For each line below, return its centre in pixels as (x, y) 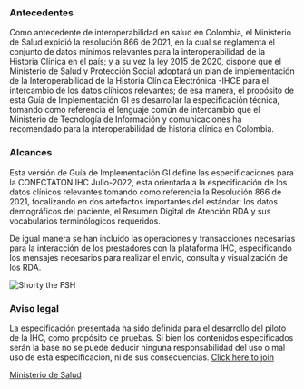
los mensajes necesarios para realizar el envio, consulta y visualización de (149, 257)
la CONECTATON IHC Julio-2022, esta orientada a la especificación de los (148, 182)
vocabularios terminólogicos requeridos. (85, 221)
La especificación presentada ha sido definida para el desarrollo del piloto (148, 328)
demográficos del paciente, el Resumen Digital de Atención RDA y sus (140, 211)
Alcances (31, 153)
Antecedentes (42, 13)
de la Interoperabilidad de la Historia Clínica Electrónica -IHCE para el (139, 81)
